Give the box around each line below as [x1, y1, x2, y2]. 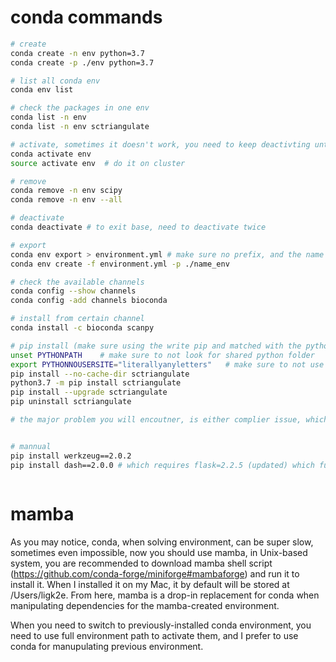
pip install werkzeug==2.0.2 [10, 451, 132, 461]
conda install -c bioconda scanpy [10, 323, 155, 333]
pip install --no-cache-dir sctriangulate [10, 369, 190, 379]
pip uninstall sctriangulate [10, 397, 132, 407]
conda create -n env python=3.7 [10, 48, 145, 58]
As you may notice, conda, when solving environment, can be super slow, [10, 536, 314, 548]
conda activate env [10, 149, 92, 159]
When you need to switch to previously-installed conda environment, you [10, 619, 312, 631]
